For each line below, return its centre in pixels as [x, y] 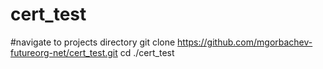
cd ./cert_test [147, 52]
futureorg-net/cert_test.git [64, 52]
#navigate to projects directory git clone [93, 42]
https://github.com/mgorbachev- [245, 42]
